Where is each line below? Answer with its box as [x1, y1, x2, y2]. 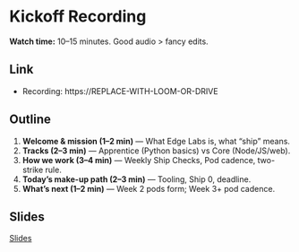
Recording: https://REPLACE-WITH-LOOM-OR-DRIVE [21, 85, 218, 96]
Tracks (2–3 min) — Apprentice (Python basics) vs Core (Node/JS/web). [21, 145, 291, 156]
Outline [9, 112, 51, 127]
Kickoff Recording [9, 6, 147, 27]
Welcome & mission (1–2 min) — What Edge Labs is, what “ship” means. [21, 135, 291, 146]
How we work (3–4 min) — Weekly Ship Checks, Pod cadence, [21, 154, 256, 165]
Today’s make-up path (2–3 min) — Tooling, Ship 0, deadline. [21, 173, 252, 185]
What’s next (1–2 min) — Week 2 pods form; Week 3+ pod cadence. [21, 183, 276, 194]
